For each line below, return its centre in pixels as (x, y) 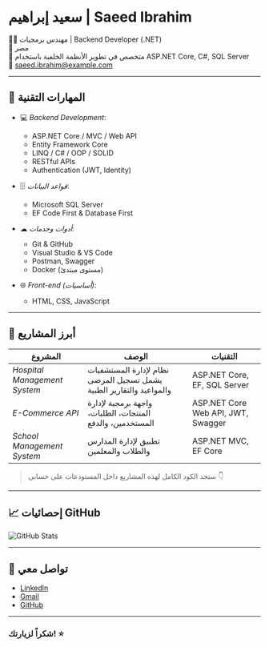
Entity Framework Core (70, 144)
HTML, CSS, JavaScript (70, 301)
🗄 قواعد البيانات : (44, 186)
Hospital (28, 370)
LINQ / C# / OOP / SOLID (73, 153)
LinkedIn (34, 588)
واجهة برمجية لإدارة (120, 403)
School (25, 436)
